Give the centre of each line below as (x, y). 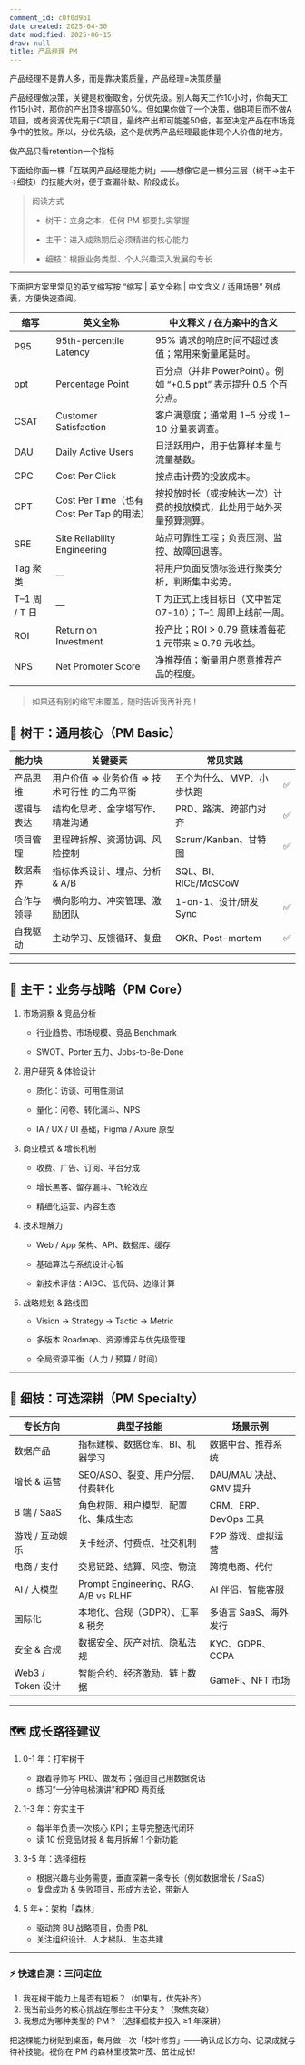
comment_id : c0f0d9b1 (50, 18)
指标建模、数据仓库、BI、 (133, 1444)
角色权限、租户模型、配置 (133, 1505)
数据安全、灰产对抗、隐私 (133, 1642)
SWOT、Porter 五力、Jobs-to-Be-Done (110, 1052)
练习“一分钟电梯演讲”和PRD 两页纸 (100, 1790)
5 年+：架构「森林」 (61, 1909)
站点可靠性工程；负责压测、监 (219, 538)
